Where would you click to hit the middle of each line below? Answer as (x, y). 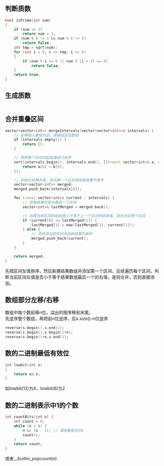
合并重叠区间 (24, 119)
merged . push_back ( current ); (60, 239)
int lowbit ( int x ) (24, 365)
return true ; (27, 75)
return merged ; (29, 256)
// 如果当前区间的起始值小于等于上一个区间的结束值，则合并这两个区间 (84, 216)
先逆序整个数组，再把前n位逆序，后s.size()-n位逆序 (57, 319)
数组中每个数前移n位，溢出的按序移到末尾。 (49, 313)
